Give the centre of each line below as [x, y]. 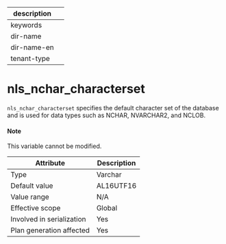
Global [107, 208]
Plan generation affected [50, 230]
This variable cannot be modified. [54, 146]
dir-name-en [33, 47]
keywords [26, 25]
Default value [32, 186]
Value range [30, 197]
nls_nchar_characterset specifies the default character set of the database [113, 108]
